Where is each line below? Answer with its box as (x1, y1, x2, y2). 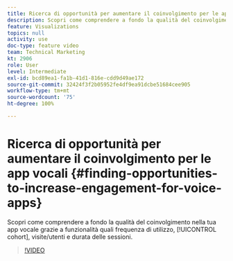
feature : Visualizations (7, 23, 79, 30)
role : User (7, 62, 39, 69)
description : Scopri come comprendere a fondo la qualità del (7, 17, 191, 24)
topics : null (7, 29, 45, 37)
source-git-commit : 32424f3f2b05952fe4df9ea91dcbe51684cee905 (7, 81, 191, 88)
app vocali (7, 165, 68, 181)
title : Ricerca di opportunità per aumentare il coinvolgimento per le (7, 10, 218, 17)
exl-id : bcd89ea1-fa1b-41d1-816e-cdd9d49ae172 (7, 74, 144, 82)
